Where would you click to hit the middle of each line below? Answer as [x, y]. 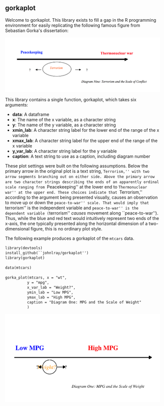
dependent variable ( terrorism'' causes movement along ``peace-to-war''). [82, 213]
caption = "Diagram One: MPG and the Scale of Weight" [84, 302]
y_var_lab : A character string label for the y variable [64, 151]
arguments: [17, 105]
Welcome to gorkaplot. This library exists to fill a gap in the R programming [81, 20]
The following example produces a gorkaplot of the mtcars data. [70, 238]
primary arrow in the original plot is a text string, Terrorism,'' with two [77, 171]
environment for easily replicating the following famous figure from [73, 25]
